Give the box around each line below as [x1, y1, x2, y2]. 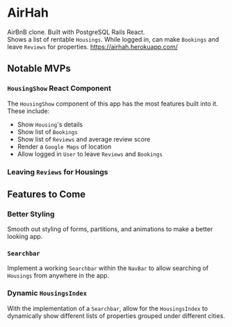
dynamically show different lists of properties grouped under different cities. [7, 311, 226, 320]
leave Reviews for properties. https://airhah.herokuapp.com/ [7, 42, 179, 51]
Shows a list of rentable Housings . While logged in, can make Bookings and [7, 35, 219, 43]
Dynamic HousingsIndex [7, 288, 88, 298]
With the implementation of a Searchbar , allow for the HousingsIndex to [7, 304, 208, 312]
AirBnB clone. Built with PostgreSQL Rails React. [7, 28, 145, 36]
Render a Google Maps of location [17, 142, 112, 151]
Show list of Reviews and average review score [17, 135, 151, 143]
